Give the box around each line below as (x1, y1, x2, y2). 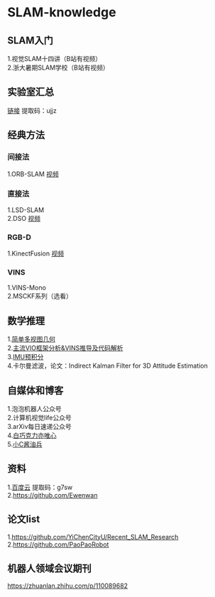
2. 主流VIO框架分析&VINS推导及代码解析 (7, 344, 123, 352)
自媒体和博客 (7, 384, 64, 396)
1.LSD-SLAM (7, 205, 45, 214)
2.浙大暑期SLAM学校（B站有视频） (7, 63, 109, 72)
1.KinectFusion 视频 (7, 249, 65, 258)
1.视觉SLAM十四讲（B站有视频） (7, 55, 102, 62)
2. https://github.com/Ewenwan (7, 491, 98, 499)
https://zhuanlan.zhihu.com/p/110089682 (7, 581, 128, 590)
